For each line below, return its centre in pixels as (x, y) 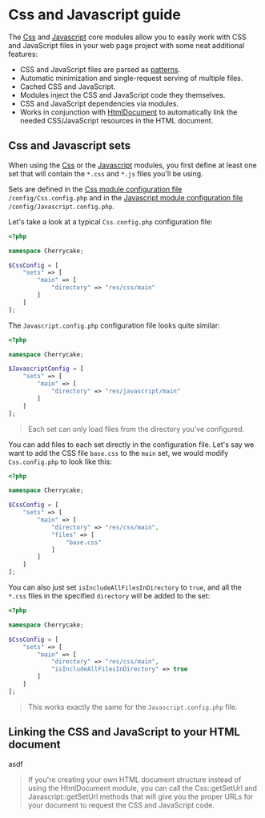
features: (23, 54)
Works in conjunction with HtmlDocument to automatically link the (128, 112)
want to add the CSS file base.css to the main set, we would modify (118, 453)
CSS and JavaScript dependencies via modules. (99, 103)
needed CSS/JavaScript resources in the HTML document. (116, 120)
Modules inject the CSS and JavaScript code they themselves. (122, 95)
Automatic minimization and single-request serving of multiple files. (131, 78)
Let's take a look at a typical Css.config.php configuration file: (111, 221)
